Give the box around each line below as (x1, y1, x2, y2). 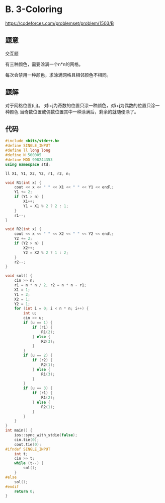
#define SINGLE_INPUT (5, 143, 51, 148)
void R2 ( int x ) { (5, 227, 42, 232)
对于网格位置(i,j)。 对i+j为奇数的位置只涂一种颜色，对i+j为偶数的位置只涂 (5, 102, 156, 108)
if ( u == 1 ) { (23, 320, 53, 325)
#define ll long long (5, 148, 51, 153)
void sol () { (5, 273, 33, 278)
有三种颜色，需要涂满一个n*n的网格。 (5, 61, 84, 67)
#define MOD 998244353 (5, 157, 53, 162)
